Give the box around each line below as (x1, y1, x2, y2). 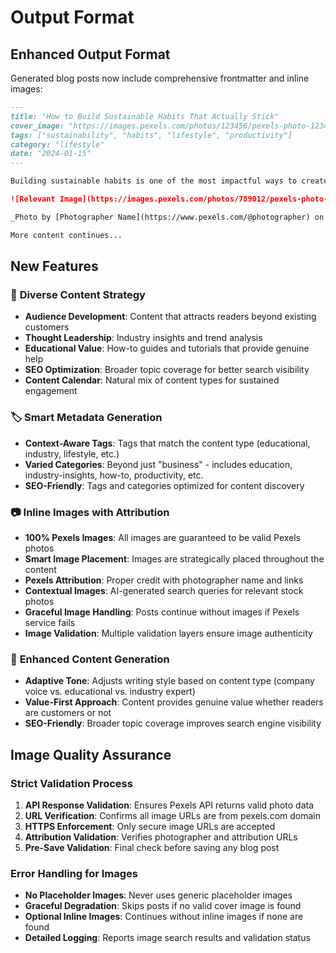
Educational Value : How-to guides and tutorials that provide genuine (24, 342, 310, 355)
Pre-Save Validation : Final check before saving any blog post (24, 841, 280, 853)
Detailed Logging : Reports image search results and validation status (24, 932, 311, 944)
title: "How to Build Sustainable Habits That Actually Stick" (10, 111, 280, 121)
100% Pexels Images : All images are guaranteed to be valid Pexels (24, 531, 301, 543)
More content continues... (10, 230, 123, 240)
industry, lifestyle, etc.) (24, 447, 120, 460)
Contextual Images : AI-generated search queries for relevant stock (24, 584, 304, 596)
